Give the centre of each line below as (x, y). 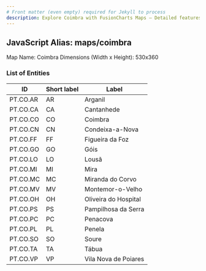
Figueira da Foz (107, 139)
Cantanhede (102, 109)
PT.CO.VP (24, 259)
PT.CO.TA (24, 249)
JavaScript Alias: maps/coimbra (69, 43)
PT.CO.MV (25, 189)
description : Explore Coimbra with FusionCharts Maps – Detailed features (104, 18)
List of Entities (28, 73)
